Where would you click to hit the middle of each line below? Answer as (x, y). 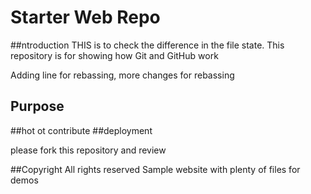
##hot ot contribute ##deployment (81, 130)
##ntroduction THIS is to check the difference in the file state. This (147, 45)
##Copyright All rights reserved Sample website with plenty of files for (155, 169)
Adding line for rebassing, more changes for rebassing (122, 75)
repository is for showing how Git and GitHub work (114, 55)
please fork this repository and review (88, 150)
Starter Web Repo (85, 17)
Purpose (37, 106)
